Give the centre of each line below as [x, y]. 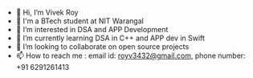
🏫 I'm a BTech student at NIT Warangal [80, 21]
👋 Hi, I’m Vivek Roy [47, 12]
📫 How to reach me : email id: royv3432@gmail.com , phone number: [131, 55]
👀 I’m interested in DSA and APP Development [92, 29]
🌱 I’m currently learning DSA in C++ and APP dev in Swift [110, 38]
